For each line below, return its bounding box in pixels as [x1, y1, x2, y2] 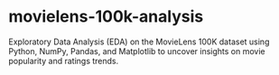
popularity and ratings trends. [8, 55, 119, 66]
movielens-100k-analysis [8, 6, 204, 27]
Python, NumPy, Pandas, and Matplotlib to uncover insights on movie [8, 45, 265, 56]
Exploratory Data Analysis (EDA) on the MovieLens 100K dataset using [8, 36, 270, 47]
